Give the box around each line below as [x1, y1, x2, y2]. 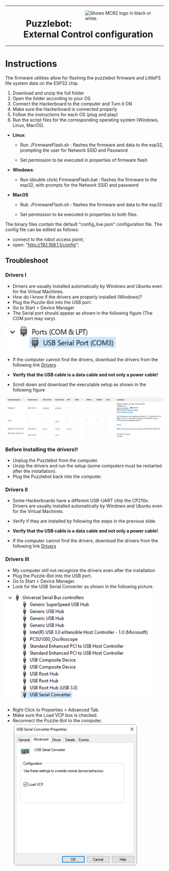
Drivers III [5, 556, 29, 563]
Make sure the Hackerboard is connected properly [12, 106, 117, 112]
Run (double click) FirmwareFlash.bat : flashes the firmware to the [20, 177, 157, 183]
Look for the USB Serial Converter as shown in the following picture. [12, 583, 154, 589]
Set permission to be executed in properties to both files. [20, 211, 138, 217]
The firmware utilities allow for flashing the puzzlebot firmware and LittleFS [5, 74, 161, 81]
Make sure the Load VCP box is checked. [12, 712, 98, 718]
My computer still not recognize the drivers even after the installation [12, 567, 156, 573]
